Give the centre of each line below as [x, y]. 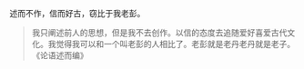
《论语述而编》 [60, 55]
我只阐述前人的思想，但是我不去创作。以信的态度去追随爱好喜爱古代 [159, 33]
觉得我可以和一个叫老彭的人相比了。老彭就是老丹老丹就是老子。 [176, 44]
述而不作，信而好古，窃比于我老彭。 [77, 13]
